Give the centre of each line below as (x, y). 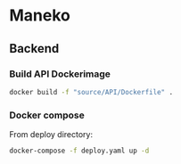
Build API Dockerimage (60, 74)
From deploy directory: (51, 135)
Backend (34, 49)
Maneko (40, 16)
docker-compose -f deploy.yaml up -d (79, 151)
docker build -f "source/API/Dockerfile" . (91, 92)
